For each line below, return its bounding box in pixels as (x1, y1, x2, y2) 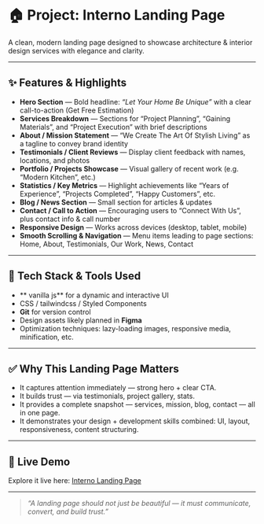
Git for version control (19, 307, 92, 316)
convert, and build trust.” (27, 507, 108, 516)
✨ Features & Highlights (8, 76, 127, 90)
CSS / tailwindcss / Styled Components (19, 298, 147, 308)
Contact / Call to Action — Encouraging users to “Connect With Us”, (19, 205, 242, 215)
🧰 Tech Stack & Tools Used (8, 269, 141, 283)
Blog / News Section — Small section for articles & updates (19, 197, 212, 207)
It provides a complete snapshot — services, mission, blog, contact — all (19, 400, 255, 409)
